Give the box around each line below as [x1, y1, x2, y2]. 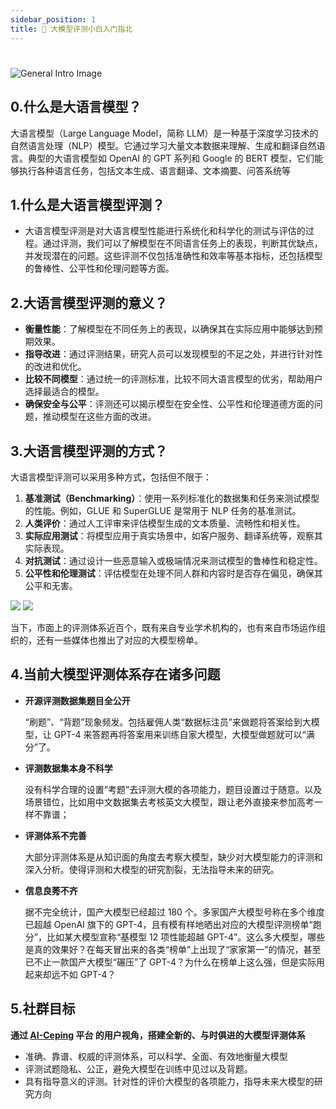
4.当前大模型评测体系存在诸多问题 [10, 666, 221, 683]
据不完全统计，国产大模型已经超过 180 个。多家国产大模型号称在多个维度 [24, 906, 325, 918]
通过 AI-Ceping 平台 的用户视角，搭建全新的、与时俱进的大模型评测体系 [10, 1029, 306, 1041]
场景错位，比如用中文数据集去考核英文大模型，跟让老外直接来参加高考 [24, 796, 315, 808]
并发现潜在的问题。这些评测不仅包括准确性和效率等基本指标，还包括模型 [24, 250, 323, 262]
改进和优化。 [33, 361, 87, 373]
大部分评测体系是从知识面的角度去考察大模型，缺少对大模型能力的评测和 [24, 851, 323, 863]
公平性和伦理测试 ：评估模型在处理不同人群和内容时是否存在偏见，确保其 [24, 567, 323, 579]
